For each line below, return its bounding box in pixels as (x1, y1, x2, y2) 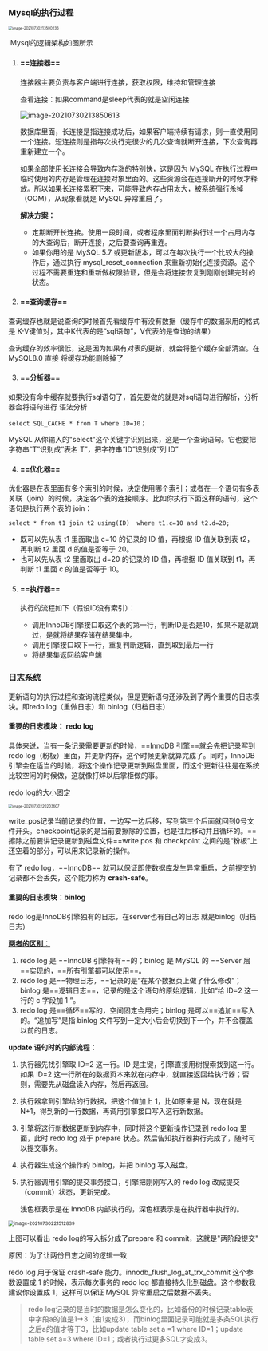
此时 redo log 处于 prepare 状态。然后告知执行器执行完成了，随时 (33, 1133, 249, 1143)
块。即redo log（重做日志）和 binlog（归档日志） (8, 701, 170, 711)
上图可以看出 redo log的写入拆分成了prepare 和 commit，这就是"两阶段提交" (8, 1234, 259, 1243)
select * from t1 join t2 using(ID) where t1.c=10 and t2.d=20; (8, 519, 230, 527)
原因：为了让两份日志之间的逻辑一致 (8, 1250, 128, 1260)
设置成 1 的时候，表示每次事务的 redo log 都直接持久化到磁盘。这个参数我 (14, 1278, 256, 1287)
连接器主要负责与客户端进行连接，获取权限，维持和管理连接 (19, 77, 216, 87)
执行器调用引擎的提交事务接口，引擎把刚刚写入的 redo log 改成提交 (19, 1177, 241, 1187)
